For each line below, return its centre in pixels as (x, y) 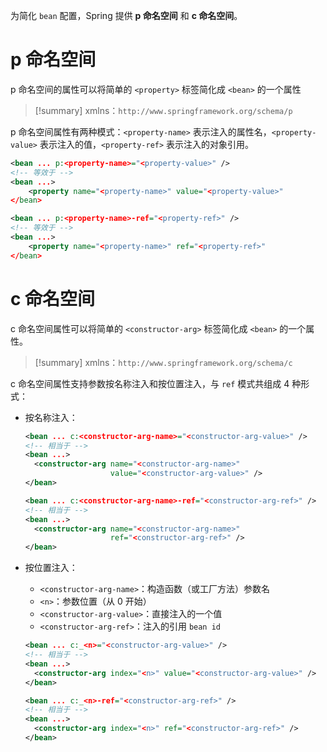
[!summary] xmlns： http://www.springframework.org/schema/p (163, 110)
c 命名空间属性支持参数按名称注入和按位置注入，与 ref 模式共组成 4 (150, 383)
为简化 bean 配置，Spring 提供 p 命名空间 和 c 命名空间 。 (126, 15)
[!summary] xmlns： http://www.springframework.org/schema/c (163, 362)
